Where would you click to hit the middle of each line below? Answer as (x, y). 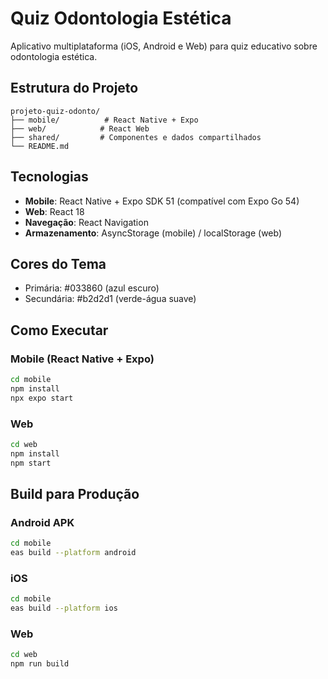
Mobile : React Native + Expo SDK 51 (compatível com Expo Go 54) (162, 201)
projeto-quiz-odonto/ (55, 111)
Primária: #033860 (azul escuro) (92, 288)
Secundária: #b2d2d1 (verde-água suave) (110, 299)
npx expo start (42, 398)
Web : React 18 (54, 211)
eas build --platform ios (64, 608)
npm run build (40, 664)
